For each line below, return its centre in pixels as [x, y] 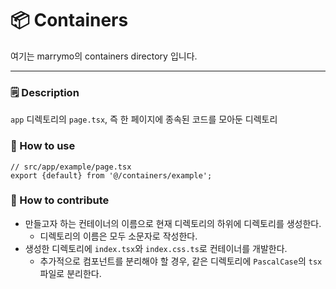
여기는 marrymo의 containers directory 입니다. [104, 56]
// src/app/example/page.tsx [71, 167]
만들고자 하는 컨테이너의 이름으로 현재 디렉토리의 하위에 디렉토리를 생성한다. [173, 223]
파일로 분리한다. [70, 273]
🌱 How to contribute [60, 200]
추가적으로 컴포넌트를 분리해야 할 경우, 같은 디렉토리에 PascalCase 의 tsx [181, 261]
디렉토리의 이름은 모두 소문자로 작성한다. [118, 236]
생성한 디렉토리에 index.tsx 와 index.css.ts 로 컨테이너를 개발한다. [156, 248]
